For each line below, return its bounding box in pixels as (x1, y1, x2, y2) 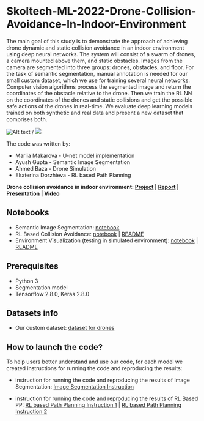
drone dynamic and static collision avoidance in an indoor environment (6, 44, 184, 51)
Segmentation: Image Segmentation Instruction (15, 383, 134, 390)
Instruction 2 (15, 408, 48, 415)
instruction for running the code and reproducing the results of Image (15, 376, 191, 384)
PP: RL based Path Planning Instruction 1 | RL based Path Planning (15, 401, 182, 409)
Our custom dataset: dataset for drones (15, 324, 115, 332)
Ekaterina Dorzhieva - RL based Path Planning (15, 171, 131, 179)
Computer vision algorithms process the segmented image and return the (6, 83, 191, 90)
